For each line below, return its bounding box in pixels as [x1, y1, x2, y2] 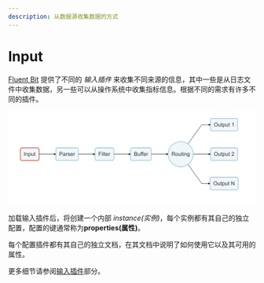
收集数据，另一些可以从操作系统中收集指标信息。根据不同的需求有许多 [21, 84, 249, 94]
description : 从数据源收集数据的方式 [8, 13, 119, 20]
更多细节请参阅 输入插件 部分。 [8, 266, 104, 276]
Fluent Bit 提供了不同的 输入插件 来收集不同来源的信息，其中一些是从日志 [8, 75, 244, 84]
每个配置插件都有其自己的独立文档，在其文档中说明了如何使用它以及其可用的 [8, 240, 256, 249]
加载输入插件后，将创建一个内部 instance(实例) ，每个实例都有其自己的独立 [8, 213, 250, 223]
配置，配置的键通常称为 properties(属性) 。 [8, 223, 145, 233]
